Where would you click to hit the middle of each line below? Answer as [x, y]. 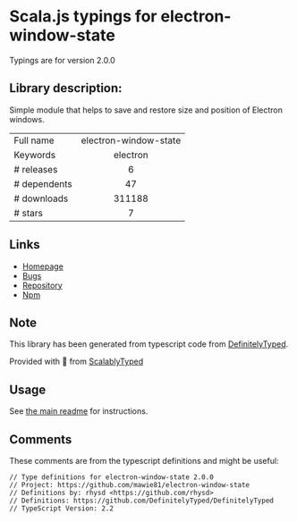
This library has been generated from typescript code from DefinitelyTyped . [149, 344]
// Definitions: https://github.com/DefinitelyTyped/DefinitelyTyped [142, 501]
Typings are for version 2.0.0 [63, 60]
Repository [42, 285]
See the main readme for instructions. [79, 411]
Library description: [66, 88]
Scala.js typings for [83, 17]
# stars [28, 213]
